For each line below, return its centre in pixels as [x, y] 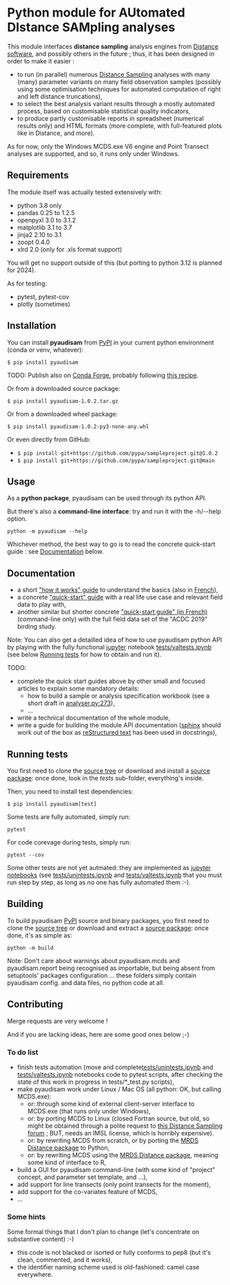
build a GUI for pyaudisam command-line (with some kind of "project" [116, 1169]
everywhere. [35, 1275]
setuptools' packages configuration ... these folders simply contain [102, 975]
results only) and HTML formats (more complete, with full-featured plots [119, 125]
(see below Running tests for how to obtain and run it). [84, 655]
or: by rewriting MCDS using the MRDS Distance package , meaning [123, 1155]
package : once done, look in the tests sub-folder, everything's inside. [106, 778]
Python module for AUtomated [96, 13]
